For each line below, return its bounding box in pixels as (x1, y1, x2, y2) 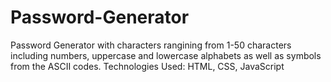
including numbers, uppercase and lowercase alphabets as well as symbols (10, 49, 322, 61)
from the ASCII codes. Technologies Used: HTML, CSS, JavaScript (10, 60, 285, 72)
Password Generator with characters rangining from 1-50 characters (10, 39, 292, 51)
